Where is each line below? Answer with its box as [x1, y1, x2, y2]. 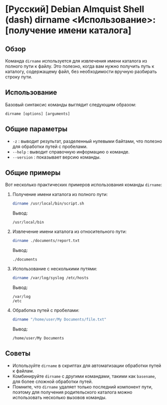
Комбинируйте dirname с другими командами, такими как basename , [12, 373, 156, 379]
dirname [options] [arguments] [5, 111, 70, 116]
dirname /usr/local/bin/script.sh [12, 201, 84, 206]
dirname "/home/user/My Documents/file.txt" [12, 317, 107, 322]
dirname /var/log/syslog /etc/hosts [12, 275, 89, 280]
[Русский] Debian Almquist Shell [5, 3, 145, 15]
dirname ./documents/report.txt [12, 238, 80, 243]
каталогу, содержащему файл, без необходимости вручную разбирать [5, 68, 157, 74]
